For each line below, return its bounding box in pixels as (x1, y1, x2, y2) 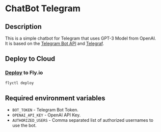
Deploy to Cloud (5, 55, 55, 63)
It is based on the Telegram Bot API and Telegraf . (5, 41, 104, 46)
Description (5, 22, 42, 31)
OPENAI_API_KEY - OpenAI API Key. (12, 112, 81, 118)
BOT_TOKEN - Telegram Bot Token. (12, 107, 79, 113)
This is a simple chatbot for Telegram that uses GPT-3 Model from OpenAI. (5, 35, 156, 41)
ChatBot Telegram (5, 3, 81, 14)
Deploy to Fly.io (5, 69, 43, 76)
